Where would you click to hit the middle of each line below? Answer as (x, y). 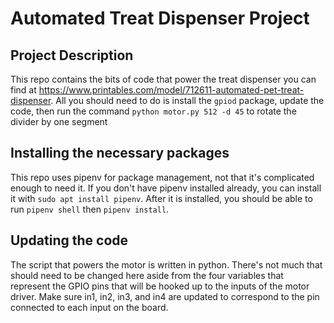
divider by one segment (59, 121)
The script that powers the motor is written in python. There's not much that (166, 264)
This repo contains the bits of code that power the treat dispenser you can (163, 79)
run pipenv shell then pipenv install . (90, 209)
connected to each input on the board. (89, 307)
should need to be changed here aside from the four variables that (147, 275)
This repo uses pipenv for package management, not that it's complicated (162, 177)
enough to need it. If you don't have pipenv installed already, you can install (166, 188)
